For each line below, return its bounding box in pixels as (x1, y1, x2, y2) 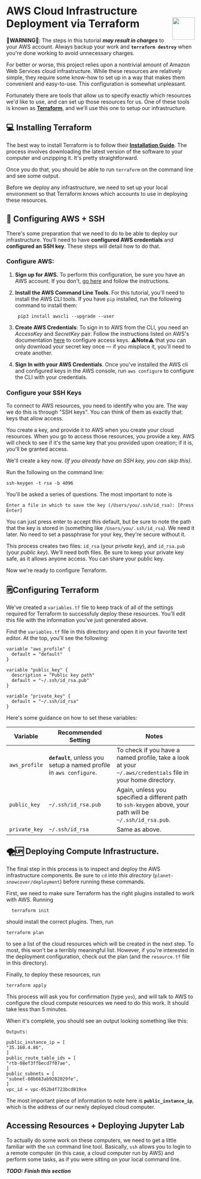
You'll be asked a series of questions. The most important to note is (6, 491, 172, 498)
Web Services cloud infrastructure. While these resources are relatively (6, 67, 182, 74)
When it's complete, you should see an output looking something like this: (6, 1017, 188, 1025)
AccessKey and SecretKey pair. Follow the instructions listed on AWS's (14, 330, 190, 337)
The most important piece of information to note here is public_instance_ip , (6, 1097, 194, 1104)
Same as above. (116, 825, 162, 834)
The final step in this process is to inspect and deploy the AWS (6, 865, 160, 872)
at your (116, 760, 136, 769)
